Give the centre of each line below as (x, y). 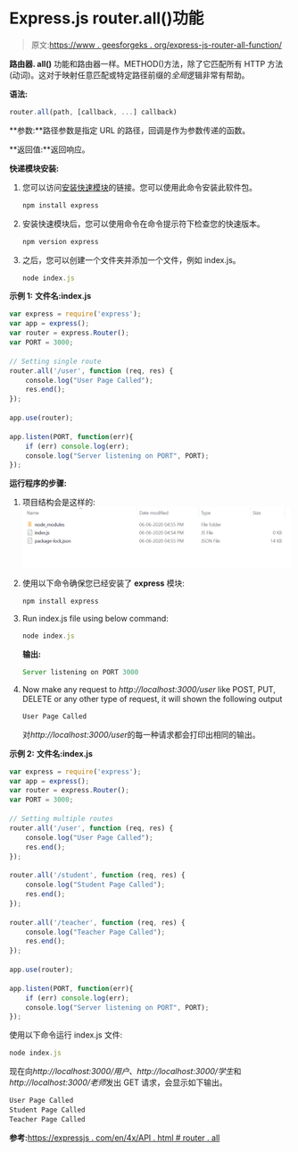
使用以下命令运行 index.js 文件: (66, 1035)
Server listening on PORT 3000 (80, 672)
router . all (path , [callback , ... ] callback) (93, 112)
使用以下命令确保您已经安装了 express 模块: (103, 583)
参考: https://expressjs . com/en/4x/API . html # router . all (115, 1138)
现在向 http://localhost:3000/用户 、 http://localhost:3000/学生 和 (125, 1072)
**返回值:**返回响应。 (50, 149)
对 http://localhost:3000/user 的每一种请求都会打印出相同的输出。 (141, 734)
